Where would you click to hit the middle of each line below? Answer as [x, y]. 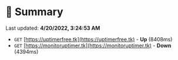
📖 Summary [34, 12]
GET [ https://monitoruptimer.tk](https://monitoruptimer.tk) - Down [93, 45]
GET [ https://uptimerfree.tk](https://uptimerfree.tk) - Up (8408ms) [93, 39]
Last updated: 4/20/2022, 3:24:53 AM [53, 28]
